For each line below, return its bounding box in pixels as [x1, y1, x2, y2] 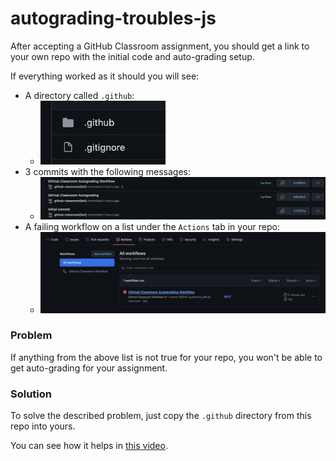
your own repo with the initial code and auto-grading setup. [10, 50, 255, 62]
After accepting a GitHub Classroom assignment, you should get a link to [10, 40, 310, 52]
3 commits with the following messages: [24, 166, 192, 178]
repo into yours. [10, 420, 76, 432]
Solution [10, 387, 53, 401]
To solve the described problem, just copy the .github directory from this [10, 410, 312, 422]
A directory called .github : [24, 89, 135, 101]
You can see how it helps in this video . [10, 440, 168, 452]
